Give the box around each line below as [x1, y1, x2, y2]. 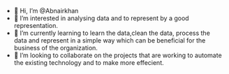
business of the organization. [13, 44, 98, 52]
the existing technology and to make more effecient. [13, 59, 164, 66]
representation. [13, 22, 58, 29]
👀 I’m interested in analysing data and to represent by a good [13, 14, 190, 22]
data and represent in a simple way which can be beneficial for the [13, 36, 206, 45]
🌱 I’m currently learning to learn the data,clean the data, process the [13, 29, 211, 37]
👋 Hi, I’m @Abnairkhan [13, 7, 79, 15]
